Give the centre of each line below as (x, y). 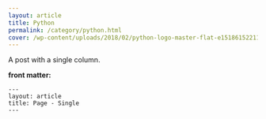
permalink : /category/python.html (65, 30)
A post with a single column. (54, 60)
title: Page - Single (44, 103)
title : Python (32, 23)
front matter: (30, 75)
